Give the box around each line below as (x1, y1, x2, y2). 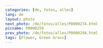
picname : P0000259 (5, 26, 44, 31)
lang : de (5, 12, 24, 17)
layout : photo (5, 16, 35, 21)
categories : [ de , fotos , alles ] (5, 7, 73, 12)
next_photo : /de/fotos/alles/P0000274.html (5, 21, 98, 26)
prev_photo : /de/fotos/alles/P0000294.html (5, 30, 98, 35)
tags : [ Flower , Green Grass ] (5, 35, 67, 40)
